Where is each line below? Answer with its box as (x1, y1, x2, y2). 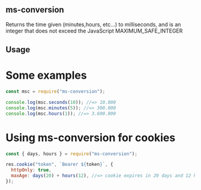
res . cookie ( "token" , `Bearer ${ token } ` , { (5, 162, 113, 168)
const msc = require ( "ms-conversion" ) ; (5, 88, 106, 95)
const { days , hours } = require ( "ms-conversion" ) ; (5, 150, 137, 157)
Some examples (5, 69, 88, 82)
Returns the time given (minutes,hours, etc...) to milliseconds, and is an (5, 20, 181, 28)
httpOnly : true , (11, 167, 52, 173)
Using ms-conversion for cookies (5, 130, 176, 144)
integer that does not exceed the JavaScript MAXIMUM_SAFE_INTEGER (5, 27, 183, 34)
